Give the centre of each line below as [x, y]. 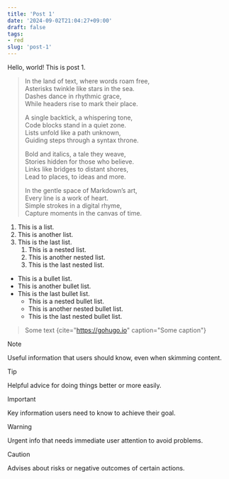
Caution [19, 454]
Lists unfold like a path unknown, [73, 133]
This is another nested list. [67, 257]
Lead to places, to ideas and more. [75, 177]
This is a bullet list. [45, 279]
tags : [15, 34]
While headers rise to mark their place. [81, 104]
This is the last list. [45, 242]
